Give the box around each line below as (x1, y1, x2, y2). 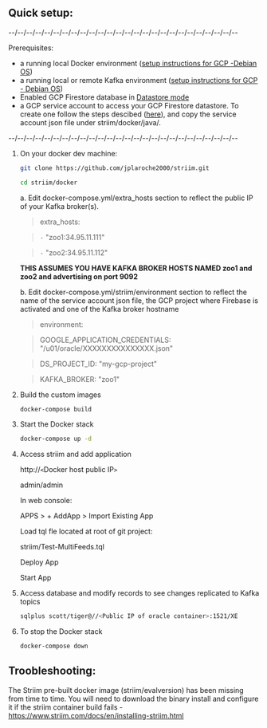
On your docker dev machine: (19, 148, 118, 158)
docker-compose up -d (19, 435, 92, 443)
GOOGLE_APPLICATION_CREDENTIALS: (39, 335, 171, 344)
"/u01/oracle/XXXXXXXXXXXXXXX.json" (39, 343, 174, 353)
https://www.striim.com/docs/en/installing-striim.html (8, 710, 184, 720)
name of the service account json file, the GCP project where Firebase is (19, 295, 259, 305)
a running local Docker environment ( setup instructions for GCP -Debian (19, 58, 257, 68)
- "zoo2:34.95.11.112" (39, 247, 108, 258)
